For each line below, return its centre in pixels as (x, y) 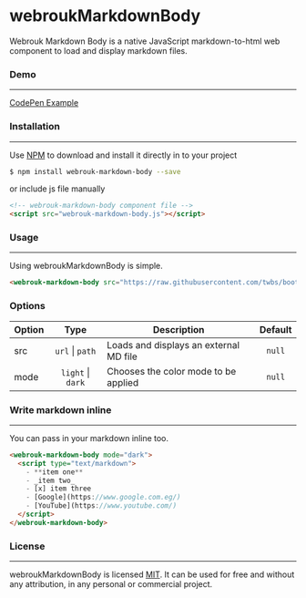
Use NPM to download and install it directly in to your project (123, 155)
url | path (76, 350)
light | (75, 372)
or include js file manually (57, 189)
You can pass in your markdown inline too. (89, 438)
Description (178, 329)
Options (27, 306)
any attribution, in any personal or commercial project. (111, 584)
